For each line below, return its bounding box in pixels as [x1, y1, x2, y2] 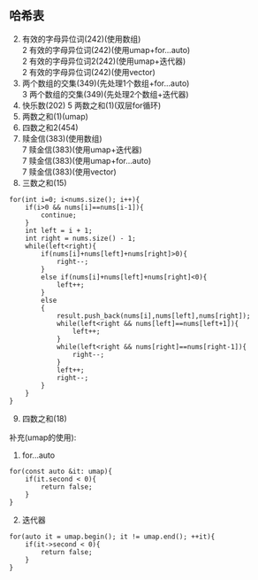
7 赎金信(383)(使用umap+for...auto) [21, 155, 152, 166]
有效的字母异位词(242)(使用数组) [21, 34, 141, 44]
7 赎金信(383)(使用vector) [21, 166, 117, 177]
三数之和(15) [21, 177, 68, 188]
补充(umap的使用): [9, 432, 77, 443]
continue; [41, 211, 77, 220]
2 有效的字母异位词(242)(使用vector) [21, 66, 156, 77]
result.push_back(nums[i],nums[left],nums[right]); [56, 311, 251, 321]
